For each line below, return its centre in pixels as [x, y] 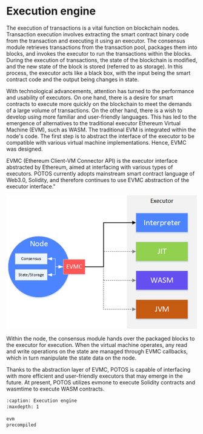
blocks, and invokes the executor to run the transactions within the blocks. [99, 53]
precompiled [21, 425]
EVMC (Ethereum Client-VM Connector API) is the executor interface [92, 160]
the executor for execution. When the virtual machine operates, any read [97, 345]
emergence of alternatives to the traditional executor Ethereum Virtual [93, 123]
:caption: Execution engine [42, 401]
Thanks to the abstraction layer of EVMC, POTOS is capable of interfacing [98, 369]
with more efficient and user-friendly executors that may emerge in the [95, 376]
